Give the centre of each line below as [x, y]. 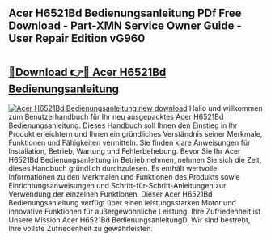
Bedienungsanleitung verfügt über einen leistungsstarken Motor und [122, 203]
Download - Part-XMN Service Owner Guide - [125, 26]
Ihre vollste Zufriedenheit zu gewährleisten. [81, 228]
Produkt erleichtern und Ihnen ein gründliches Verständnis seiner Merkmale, [135, 134]
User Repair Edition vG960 [77, 38]
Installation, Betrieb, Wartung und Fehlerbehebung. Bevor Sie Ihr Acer [125, 151]
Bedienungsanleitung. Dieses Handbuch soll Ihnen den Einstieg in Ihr [123, 125]
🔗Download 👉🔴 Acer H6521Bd [87, 72]
